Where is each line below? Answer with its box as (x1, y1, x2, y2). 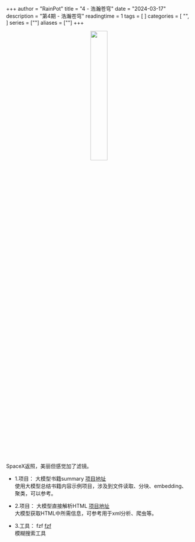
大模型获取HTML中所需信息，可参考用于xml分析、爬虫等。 (14, 510, 157, 517)
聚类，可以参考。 (14, 490, 57, 497)
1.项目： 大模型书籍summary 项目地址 (14, 475, 106, 482)
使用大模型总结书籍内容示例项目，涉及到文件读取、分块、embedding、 (14, 482, 187, 490)
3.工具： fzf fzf (14, 523, 52, 529)
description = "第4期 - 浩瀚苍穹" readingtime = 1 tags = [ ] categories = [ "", (6, 12, 190, 19)
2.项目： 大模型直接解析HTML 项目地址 (14, 502, 110, 509)
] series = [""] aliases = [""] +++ (6, 19, 84, 26)
